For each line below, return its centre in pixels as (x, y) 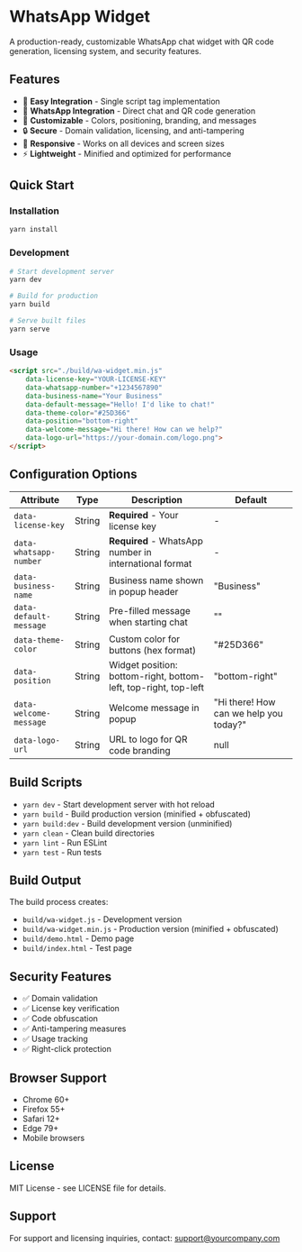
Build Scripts (46, 783)
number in (130, 552)
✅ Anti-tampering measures (74, 1028)
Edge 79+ (40, 1128)
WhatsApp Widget (80, 17)
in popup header (144, 591)
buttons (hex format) (153, 650)
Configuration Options (73, 475)
